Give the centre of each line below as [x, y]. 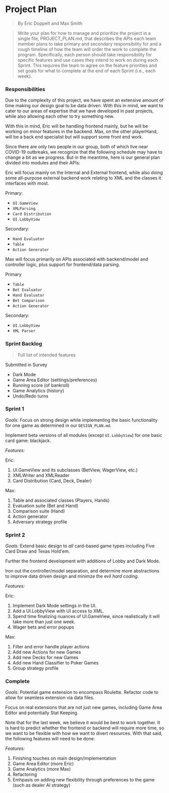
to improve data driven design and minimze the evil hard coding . [72, 576]
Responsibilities [25, 89]
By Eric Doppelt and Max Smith [50, 23]
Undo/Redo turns [31, 396]
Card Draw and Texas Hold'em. [38, 551]
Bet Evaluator [27, 290]
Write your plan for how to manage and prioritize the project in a [84, 33]
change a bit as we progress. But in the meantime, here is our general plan [82, 157]
